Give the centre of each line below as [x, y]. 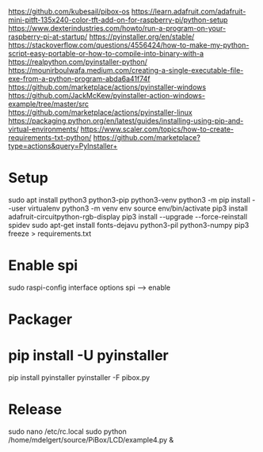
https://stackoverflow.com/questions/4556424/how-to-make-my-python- [129, 45]
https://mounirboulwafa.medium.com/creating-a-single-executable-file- [126, 70]
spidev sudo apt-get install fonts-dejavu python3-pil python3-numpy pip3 [129, 225]
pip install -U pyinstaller [88, 356]
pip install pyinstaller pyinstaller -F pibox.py [79, 378]
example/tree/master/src [49, 104]
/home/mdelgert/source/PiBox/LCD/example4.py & [91, 439]
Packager [40, 319]
